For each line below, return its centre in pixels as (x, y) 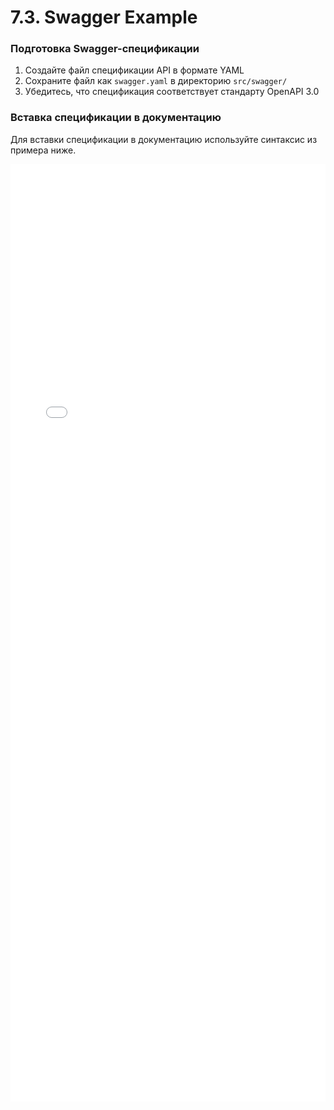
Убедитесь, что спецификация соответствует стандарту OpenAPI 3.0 (172, 92)
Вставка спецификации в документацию (116, 118)
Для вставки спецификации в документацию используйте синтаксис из (164, 139)
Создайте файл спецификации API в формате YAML (134, 70)
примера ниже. (43, 150)
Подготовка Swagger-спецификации (105, 49)
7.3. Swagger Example (104, 17)
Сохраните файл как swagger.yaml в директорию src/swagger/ (156, 81)
